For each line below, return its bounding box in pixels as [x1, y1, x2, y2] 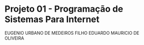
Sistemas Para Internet [4, 14, 100, 25]
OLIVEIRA [4, 35, 24, 41]
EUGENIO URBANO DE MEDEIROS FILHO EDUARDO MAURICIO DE [4, 30, 140, 36]
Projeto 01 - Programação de [4, 3, 123, 15]
